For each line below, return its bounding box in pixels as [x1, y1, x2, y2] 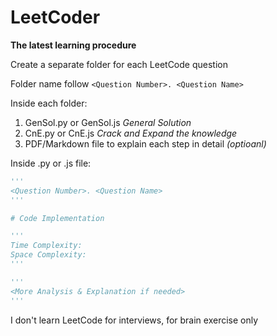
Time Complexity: [10, 241, 83, 251]
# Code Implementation [10, 213, 105, 223]
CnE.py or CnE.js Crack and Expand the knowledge [24, 127, 238, 139]
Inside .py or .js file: [10, 157, 92, 169]
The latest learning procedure [10, 39, 137, 51]
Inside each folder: [10, 97, 88, 109]
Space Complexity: [10, 250, 87, 260]
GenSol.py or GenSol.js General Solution [24, 116, 192, 128]
